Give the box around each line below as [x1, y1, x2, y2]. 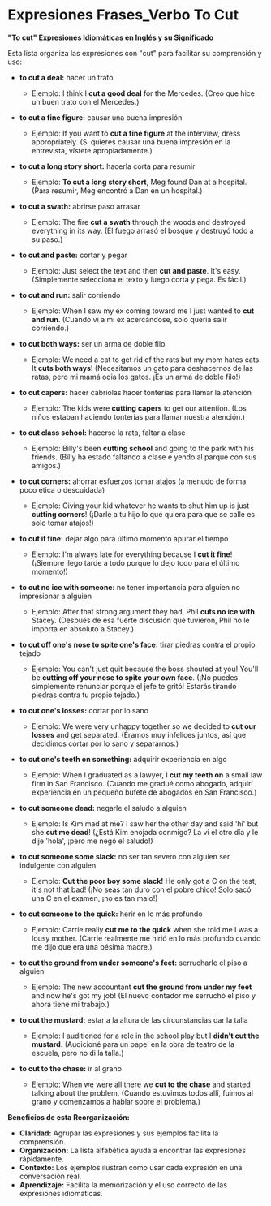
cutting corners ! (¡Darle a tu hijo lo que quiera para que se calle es [31, 509, 256, 519]
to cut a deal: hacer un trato [19, 72, 114, 82]
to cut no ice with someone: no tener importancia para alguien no [19, 582, 241, 592]
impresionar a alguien [19, 591, 92, 601]
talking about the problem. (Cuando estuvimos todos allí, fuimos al [31, 1088, 253, 1097]
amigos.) [31, 460, 62, 470]
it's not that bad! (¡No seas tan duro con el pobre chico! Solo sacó [31, 885, 252, 894]
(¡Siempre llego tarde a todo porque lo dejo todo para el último [31, 558, 240, 567]
